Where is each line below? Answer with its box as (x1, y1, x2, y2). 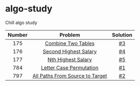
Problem (59, 31, 80, 38)
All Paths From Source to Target (32, 72, 107, 79)
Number (8, 31, 28, 38)
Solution (112, 31, 132, 38)
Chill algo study (5, 19, 38, 25)
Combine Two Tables (45, 39, 95, 46)
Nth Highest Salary (47, 56, 92, 63)
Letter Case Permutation (41, 64, 99, 71)
